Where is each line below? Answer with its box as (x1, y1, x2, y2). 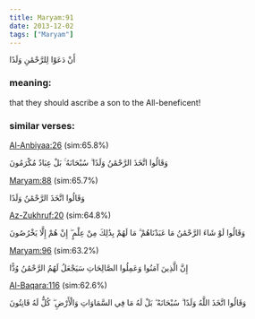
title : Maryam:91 (9, 13, 74, 22)
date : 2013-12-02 (9, 22, 74, 30)
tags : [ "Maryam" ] (9, 30, 74, 39)
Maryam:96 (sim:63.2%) (9, 245, 99, 255)
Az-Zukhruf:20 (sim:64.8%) (9, 210, 112, 220)
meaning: (9, 77, 52, 90)
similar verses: (9, 119, 75, 132)
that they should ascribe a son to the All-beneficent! (9, 97, 201, 108)
